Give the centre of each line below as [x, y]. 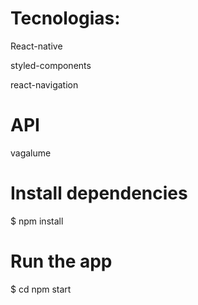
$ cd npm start [41, 289]
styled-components [51, 65]
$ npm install [37, 221]
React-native [36, 46]
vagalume [31, 153]
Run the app [61, 261]
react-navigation [44, 84]
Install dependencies [99, 193]
